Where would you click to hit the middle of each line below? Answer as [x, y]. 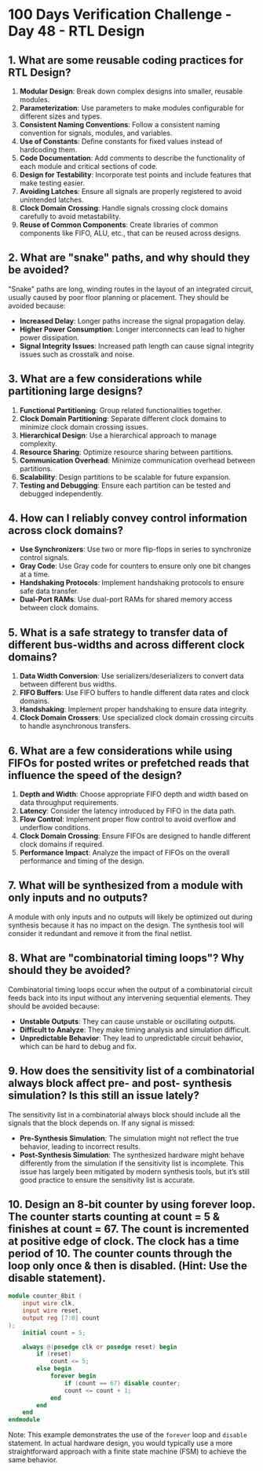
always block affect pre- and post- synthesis [120, 1083]
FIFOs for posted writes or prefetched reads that [129, 763]
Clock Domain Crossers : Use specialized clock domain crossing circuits [137, 718]
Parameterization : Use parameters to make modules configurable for [132, 108]
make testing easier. [52, 183]
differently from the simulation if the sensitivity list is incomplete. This [132, 1163]
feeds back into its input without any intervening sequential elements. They [130, 997]
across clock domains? [66, 531]
